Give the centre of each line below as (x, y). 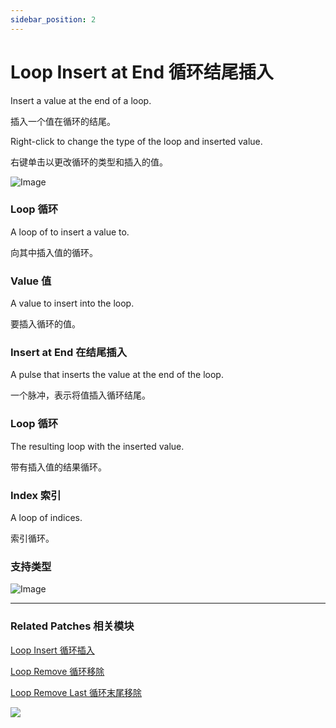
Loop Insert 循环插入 (52, 650)
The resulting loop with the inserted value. (97, 446)
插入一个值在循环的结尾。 (63, 121)
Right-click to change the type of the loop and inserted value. (136, 141)
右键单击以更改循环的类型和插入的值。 (89, 162)
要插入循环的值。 (45, 324)
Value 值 (31, 281)
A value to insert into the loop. (72, 303)
